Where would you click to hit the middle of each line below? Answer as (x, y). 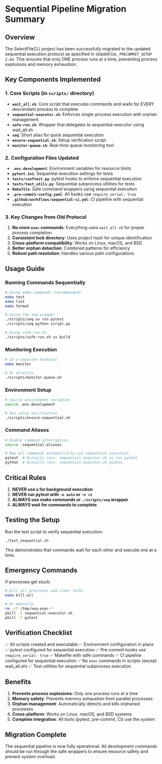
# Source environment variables (38, 400)
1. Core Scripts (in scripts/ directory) (50, 93)
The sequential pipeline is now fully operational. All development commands (81, 747)
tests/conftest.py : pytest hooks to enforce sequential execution (77, 179)
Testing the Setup (32, 520)
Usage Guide (25, 269)
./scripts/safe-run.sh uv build (38, 337)
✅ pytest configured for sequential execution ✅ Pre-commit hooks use (76, 650)
